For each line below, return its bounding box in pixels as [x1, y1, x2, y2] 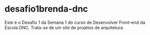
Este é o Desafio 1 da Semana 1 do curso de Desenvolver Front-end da [4, 19, 145, 25]
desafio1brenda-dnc [4, 3, 88, 15]
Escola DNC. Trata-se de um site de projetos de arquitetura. [4, 24, 124, 30]
